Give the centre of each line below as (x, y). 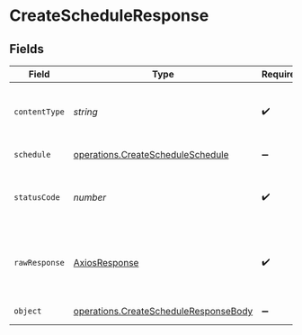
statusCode (37, 198)
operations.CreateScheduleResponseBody (163, 311)
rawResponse (40, 263)
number (90, 197)
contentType (40, 112)
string (86, 112)
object (28, 311)
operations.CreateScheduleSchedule (151, 154)
